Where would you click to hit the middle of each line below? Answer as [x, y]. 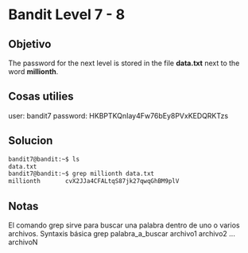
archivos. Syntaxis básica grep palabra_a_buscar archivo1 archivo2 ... [122, 233]
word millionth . [33, 72]
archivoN [23, 242]
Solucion [31, 141]
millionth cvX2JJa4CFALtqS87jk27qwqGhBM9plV [94, 181]
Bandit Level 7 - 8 [67, 15]
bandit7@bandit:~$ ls [44, 159]
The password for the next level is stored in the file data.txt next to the [124, 63]
